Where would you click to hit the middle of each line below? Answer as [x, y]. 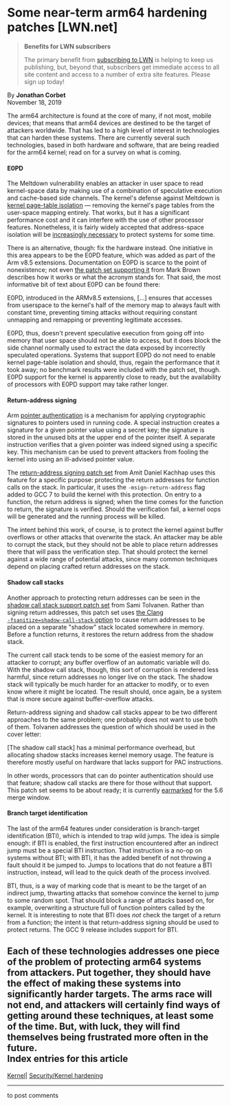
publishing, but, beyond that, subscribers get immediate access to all [122, 67]
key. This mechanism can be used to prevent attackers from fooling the [108, 452]
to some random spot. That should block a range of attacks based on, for [111, 900]
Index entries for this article [68, 1059]
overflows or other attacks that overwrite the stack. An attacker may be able [115, 537]
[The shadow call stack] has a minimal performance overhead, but [101, 747]
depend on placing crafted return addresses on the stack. [89, 567]
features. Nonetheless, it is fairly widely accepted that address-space [106, 227]
